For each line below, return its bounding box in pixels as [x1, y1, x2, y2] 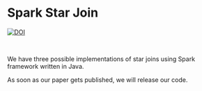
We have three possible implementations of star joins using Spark [7, 54, 196, 63]
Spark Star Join [7, 5, 99, 21]
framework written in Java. [7, 62, 84, 70]
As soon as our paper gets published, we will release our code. [7, 75, 188, 84]
